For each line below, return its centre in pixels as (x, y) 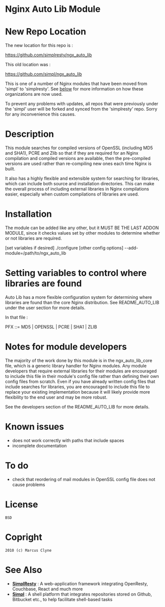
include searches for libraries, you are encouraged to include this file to (78, 387)
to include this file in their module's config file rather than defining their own (82, 376)
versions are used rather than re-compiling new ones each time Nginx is (78, 163)
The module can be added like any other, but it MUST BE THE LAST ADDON (82, 228)
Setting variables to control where (76, 273)
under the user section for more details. (45, 308)
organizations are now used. (34, 94)
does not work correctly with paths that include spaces (68, 440)
